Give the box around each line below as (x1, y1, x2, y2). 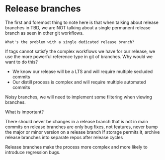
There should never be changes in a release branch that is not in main (5, 118, 148, 124)
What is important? (5, 109, 44, 115)
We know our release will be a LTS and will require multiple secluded (12, 68, 153, 75)
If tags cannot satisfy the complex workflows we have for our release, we (5, 48, 156, 54)
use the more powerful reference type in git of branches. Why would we (5, 53, 153, 60)
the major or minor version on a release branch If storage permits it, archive (5, 129, 160, 135)
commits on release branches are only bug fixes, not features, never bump (5, 124, 158, 130)
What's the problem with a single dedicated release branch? (5, 39, 135, 45)
